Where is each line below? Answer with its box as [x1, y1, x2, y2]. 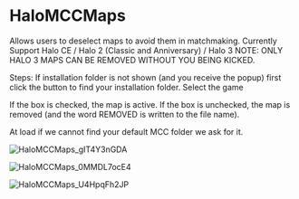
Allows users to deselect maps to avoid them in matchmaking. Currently [9, 35, 278, 46]
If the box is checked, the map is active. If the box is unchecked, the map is [9, 99, 291, 109]
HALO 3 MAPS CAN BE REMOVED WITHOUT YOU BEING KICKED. [9, 54, 256, 65]
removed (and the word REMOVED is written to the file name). [9, 109, 240, 119]
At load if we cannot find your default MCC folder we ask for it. [9, 126, 244, 137]
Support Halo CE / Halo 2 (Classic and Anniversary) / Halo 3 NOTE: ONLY [9, 44, 284, 55]
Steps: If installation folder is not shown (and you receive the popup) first [9, 71, 282, 82]
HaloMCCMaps [9, 5, 127, 26]
